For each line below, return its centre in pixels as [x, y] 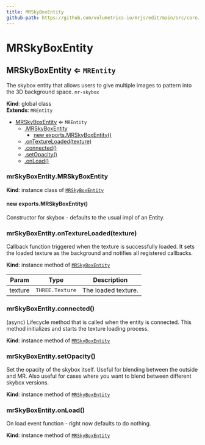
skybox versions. [28, 382]
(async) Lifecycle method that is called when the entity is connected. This [99, 322]
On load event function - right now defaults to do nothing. [79, 424]
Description [110, 280]
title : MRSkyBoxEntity [35, 12]
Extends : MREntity [30, 110]
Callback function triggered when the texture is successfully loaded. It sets [101, 247]
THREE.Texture [56, 290]
